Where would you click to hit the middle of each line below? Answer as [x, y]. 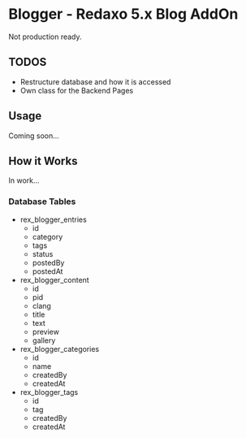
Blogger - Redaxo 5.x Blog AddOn [123, 14]
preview [45, 332]
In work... [24, 180]
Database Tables [42, 202]
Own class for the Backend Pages [77, 90]
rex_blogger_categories [60, 349]
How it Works [43, 160]
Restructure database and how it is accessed [95, 81]
